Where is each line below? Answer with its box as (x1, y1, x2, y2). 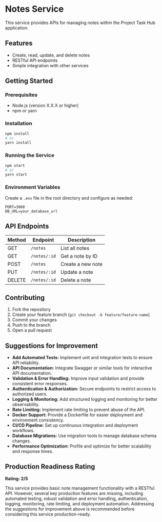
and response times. (12, 448, 54, 454)
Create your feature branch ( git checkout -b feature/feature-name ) (12, 312, 150, 317)
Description (67, 236, 96, 243)
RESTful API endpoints (12, 57, 58, 63)
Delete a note (61, 277, 91, 284)
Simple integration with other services (12, 62, 89, 68)
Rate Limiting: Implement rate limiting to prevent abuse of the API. (12, 407, 145, 413)
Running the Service (5, 152, 55, 159)
